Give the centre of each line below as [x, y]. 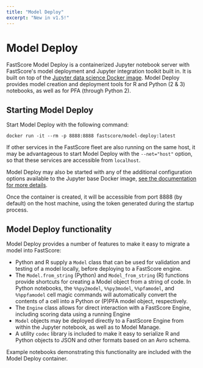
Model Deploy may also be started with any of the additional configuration [99, 172]
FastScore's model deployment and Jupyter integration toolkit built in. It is [99, 72]
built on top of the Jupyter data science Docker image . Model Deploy [93, 78]
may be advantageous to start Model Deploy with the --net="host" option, [100, 154]
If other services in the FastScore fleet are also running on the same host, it [101, 147]
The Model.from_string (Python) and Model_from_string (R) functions [102, 275]
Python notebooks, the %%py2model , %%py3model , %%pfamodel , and [95, 289]
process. [17, 210]
